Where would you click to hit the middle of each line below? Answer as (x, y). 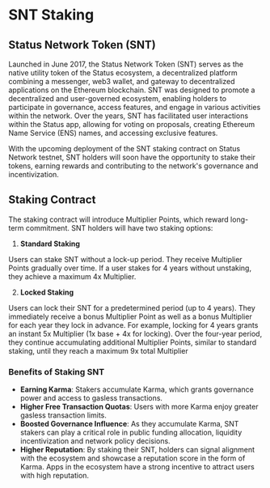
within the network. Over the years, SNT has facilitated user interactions (129, 116)
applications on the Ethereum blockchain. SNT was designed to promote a (132, 90)
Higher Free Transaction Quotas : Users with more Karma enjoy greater (139, 407)
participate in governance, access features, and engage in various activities (135, 107)
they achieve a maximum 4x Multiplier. (72, 276)
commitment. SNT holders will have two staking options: (119, 227)
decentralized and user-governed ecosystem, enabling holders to (118, 98)
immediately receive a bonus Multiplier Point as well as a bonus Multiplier (130, 316)
